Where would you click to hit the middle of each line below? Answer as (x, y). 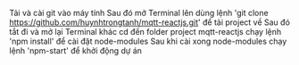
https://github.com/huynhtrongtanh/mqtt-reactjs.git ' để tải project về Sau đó (149, 22)
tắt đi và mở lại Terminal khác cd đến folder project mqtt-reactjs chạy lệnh (145, 32)
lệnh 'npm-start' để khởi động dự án (76, 51)
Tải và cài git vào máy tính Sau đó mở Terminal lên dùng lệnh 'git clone (139, 13)
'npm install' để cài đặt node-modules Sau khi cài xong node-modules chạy (148, 41)
